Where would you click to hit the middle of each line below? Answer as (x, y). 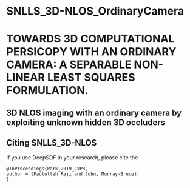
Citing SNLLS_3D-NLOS (52, 143)
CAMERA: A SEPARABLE (69, 65)
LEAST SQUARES (91, 78)
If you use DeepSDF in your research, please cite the (72, 157)
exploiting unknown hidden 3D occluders (86, 122)
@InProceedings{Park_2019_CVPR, (47, 169)
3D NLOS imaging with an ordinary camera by (94, 112)
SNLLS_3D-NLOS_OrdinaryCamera (95, 11)
